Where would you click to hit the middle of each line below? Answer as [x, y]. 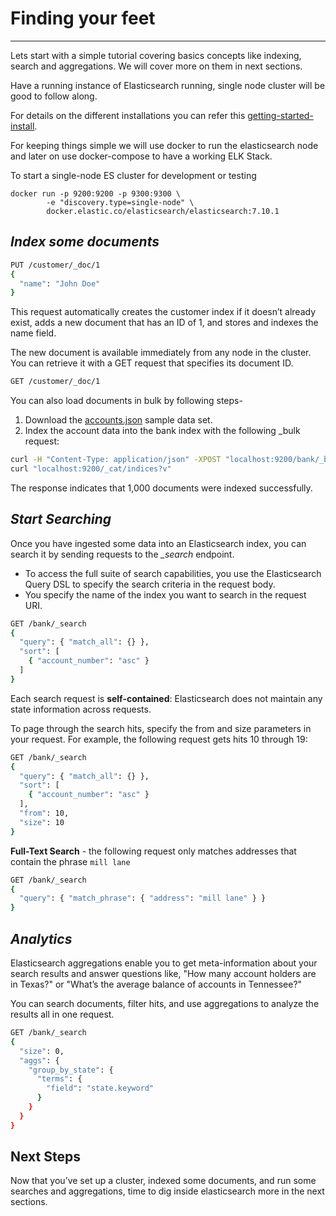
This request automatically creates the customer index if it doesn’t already [163, 312]
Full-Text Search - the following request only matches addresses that [153, 851]
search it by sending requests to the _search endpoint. [122, 554]
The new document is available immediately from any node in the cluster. [161, 353]
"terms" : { [59, 1079]
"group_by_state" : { [71, 1070]
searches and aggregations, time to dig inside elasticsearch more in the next [167, 1191]
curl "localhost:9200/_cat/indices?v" [91, 469]
